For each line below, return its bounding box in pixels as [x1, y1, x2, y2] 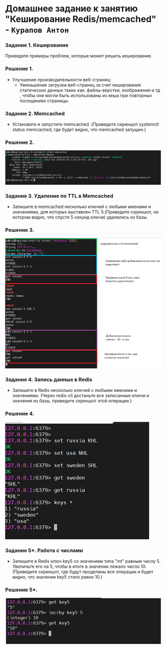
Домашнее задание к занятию [5, 3, 138, 14]
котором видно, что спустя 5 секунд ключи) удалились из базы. [12, 214, 148, 220]
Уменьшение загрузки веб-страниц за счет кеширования [19, 82, 141, 88]
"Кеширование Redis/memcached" [5, 13, 157, 25]
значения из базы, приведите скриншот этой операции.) [12, 398, 132, 404]
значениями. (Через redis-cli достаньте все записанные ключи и [12, 392, 150, 399]
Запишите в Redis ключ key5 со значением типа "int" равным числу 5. [12, 558, 161, 564]
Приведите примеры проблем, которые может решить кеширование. [5, 53, 152, 59]
